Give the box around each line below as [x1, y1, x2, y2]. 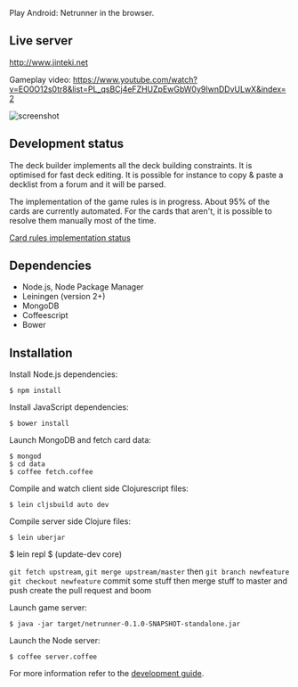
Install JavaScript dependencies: [9, 402, 129, 413]
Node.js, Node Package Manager [21, 282, 144, 292]
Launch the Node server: [9, 635, 101, 646]
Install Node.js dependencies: [9, 369, 118, 380]
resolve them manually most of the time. [9, 215, 157, 225]
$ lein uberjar [9, 534, 66, 543]
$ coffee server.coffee [9, 652, 98, 662]
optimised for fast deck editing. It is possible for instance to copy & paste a [9, 169, 284, 180]
